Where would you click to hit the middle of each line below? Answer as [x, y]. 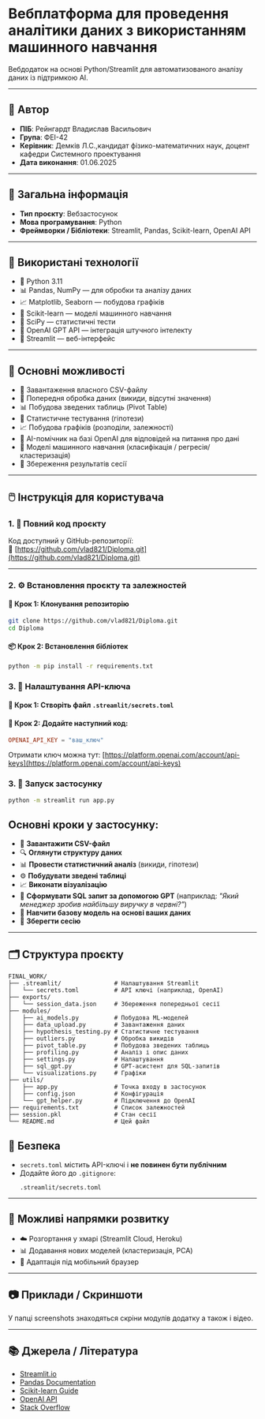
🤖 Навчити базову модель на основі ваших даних [105, 913]
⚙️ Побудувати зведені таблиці [73, 876]
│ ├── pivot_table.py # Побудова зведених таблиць [109, 1046]
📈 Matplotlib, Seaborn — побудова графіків [92, 302]
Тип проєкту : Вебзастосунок [69, 213]
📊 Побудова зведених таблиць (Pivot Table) [93, 407]
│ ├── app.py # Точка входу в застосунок [107, 1087]
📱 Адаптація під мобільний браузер [79, 1262]
